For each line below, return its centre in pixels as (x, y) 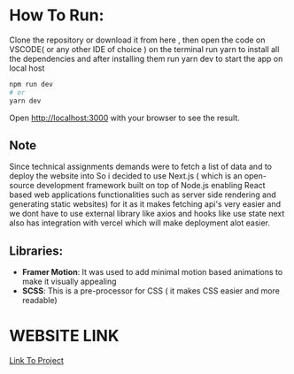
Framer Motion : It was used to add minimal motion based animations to (152, 272)
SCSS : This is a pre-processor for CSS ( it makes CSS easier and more (151, 291)
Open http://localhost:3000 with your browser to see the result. (125, 118)
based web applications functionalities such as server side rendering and (143, 195)
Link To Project (36, 361)
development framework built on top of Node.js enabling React (151, 186)
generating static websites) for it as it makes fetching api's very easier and (145, 204)
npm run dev (31, 84)
